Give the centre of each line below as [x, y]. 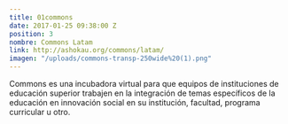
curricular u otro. [40, 112]
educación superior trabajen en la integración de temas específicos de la [143, 93]
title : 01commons [41, 17]
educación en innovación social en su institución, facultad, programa [135, 102]
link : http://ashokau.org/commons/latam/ [87, 50]
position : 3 [31, 34]
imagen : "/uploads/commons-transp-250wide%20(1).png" [111, 58]
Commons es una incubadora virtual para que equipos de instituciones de [144, 84]
